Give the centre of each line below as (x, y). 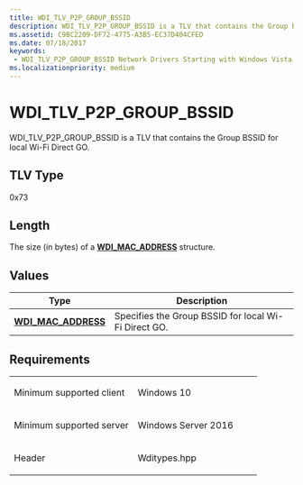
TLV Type (37, 175)
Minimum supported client (69, 393)
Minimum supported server (71, 426)
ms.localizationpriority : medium (72, 69)
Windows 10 (165, 393)
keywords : (28, 51)
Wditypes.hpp (167, 458)
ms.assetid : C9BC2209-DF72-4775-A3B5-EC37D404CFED (106, 34)
